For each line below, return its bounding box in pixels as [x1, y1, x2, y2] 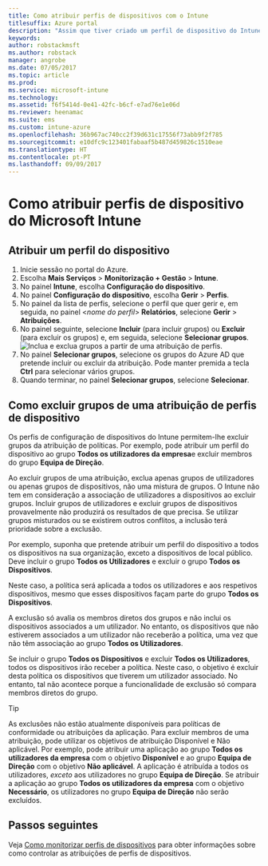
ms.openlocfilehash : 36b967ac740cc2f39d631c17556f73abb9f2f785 [8, 130, 223, 138]
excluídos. [8, 795, 42, 804]
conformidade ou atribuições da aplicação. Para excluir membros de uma [8, 727, 250, 736]
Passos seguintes [8, 819, 98, 832]
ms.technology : [8, 94, 59, 102]
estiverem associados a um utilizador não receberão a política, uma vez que [8, 629, 258, 640]
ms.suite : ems [8, 116, 56, 124]
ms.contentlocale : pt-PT [8, 153, 91, 161]
